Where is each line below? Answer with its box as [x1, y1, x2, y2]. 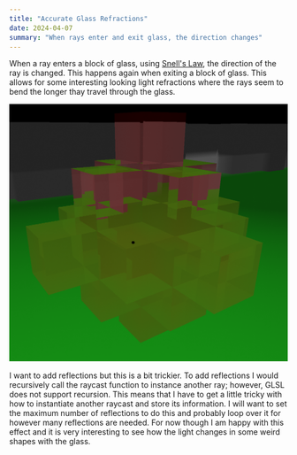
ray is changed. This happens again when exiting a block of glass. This [9, 67, 267, 79]
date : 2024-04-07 [9, 23, 73, 33]
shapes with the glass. [9, 436, 91, 447]
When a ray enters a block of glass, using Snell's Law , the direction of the [9, 58, 277, 69]
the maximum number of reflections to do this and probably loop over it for [9, 408, 281, 419]
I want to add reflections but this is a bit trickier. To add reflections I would [9, 370, 278, 381]
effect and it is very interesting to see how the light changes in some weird [9, 427, 281, 437]
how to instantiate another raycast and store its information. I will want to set [9, 398, 287, 409]
